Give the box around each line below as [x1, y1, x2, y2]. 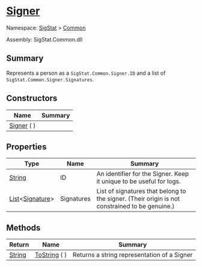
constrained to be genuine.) [96, 202, 175, 210]
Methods [6, 222, 41, 233]
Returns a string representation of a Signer [72, 251, 193, 259]
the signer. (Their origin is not [96, 195, 180, 203]
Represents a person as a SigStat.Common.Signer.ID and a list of [6, 69, 166, 77]
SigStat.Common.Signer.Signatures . [6, 75, 94, 83]
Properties [6, 142, 47, 152]
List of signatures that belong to [96, 187, 186, 195]
